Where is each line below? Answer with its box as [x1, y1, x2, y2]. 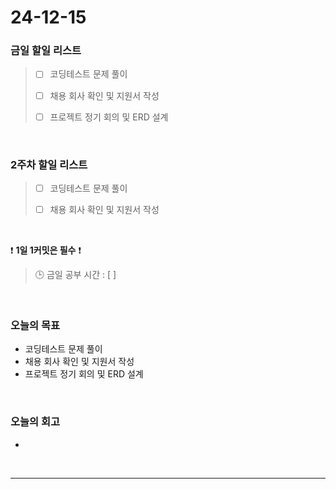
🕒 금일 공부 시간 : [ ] [34, 269, 117, 281]
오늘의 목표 [10, 319, 61, 333]
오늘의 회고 [10, 415, 61, 429]
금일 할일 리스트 [10, 44, 82, 58]
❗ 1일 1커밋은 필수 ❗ [10, 244, 82, 256]
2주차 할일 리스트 [10, 157, 88, 171]
